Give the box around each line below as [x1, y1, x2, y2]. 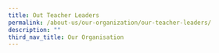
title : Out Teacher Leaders [8, 11, 100, 19]
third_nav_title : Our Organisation [8, 33, 124, 41]
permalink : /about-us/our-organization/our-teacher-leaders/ [8, 19, 212, 26]
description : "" [8, 26, 61, 34]
